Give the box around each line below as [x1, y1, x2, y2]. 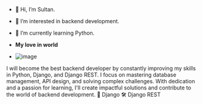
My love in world [15, 41, 58, 48]
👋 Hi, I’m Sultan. [15, 6, 55, 13]
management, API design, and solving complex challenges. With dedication [6, 78, 195, 85]
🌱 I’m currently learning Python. [15, 29, 95, 36]
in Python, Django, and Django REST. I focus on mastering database [6, 71, 176, 78]
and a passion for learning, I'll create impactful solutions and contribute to [6, 84, 192, 91]
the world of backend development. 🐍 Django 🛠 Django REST [6, 91, 161, 98]
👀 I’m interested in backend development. [15, 18, 120, 24]
